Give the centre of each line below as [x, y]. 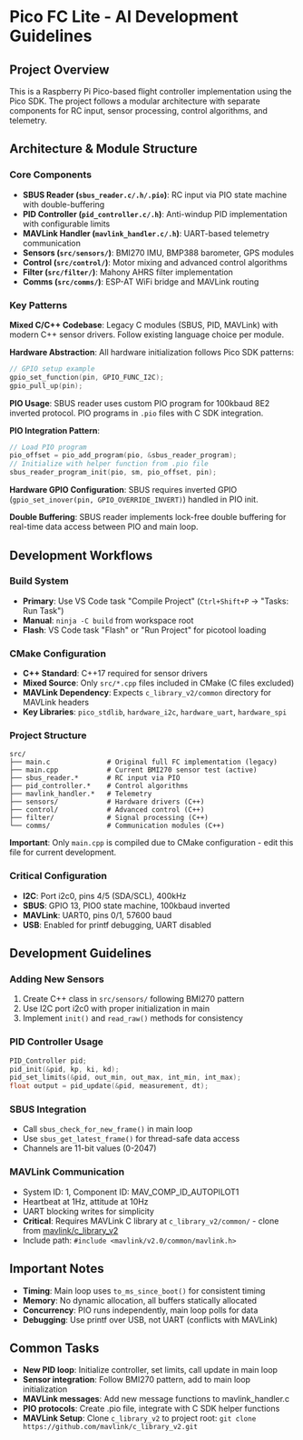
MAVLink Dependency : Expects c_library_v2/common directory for [147, 693]
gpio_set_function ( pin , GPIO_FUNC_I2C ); [87, 377]
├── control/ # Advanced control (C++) [107, 810]
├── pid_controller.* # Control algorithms [99, 786]
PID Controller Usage [57, 1042]
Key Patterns [39, 305]
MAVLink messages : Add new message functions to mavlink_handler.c [156, 1399]
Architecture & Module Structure [103, 149]
